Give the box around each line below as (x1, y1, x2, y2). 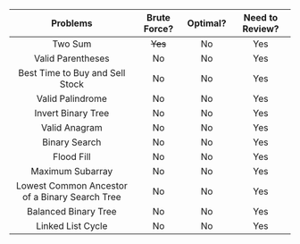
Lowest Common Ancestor (16, 180, 128, 191)
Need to (243, 12, 279, 23)
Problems (50, 17, 93, 29)
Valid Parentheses (34, 53, 110, 64)
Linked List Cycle (35, 220, 108, 231)
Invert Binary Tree (34, 107, 110, 119)
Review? (242, 22, 279, 35)
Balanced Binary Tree (26, 206, 118, 217)
